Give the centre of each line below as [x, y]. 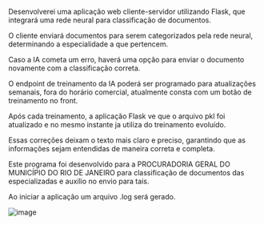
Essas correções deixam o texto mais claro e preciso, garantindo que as [127, 140]
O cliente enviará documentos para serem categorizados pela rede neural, [131, 36]
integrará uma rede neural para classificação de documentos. [110, 20]
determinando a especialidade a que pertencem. [88, 44]
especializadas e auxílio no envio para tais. [79, 181]
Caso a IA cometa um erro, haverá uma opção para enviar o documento [126, 60]
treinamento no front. [43, 100]
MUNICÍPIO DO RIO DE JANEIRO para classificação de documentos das [126, 173]
